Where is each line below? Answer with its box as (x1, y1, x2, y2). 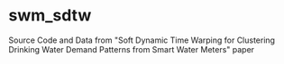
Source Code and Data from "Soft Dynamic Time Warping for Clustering (8, 35, 276, 45)
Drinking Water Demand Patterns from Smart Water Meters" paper (8, 44, 254, 54)
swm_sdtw (8, 5, 92, 26)
